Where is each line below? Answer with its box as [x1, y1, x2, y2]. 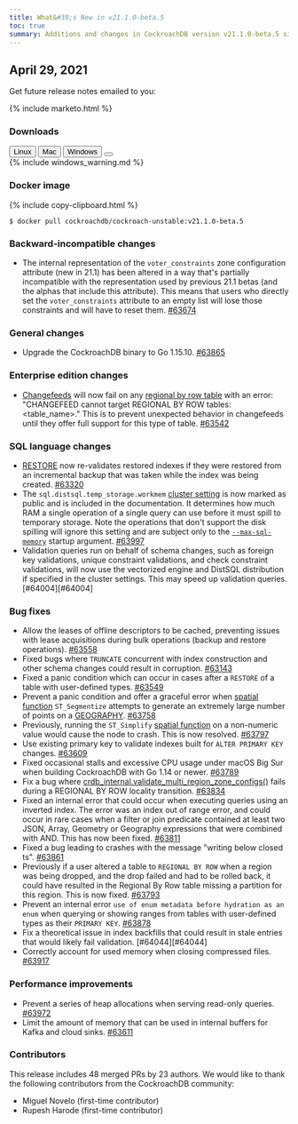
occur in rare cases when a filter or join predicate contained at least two [21, 814, 286, 825]
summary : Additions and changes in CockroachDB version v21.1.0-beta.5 [9, 29, 279, 38]
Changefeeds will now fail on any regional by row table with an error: [21, 389, 273, 400]
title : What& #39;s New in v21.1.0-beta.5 [9, 12, 165, 22]
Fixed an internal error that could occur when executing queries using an [21, 795, 288, 806]
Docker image [9, 179, 71, 192]
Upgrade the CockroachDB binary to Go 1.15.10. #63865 [21, 347, 226, 358]
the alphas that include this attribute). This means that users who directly [21, 286, 289, 297]
